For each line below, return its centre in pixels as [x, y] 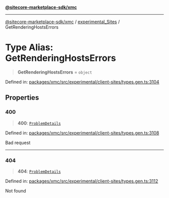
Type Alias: [29, 48]
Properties [22, 98]
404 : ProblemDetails [39, 171]
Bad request [18, 143]
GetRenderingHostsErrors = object [55, 72]
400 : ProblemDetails [39, 123]
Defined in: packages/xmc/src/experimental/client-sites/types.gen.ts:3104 [82, 82]
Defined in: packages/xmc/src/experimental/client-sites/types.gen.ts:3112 [82, 181]
